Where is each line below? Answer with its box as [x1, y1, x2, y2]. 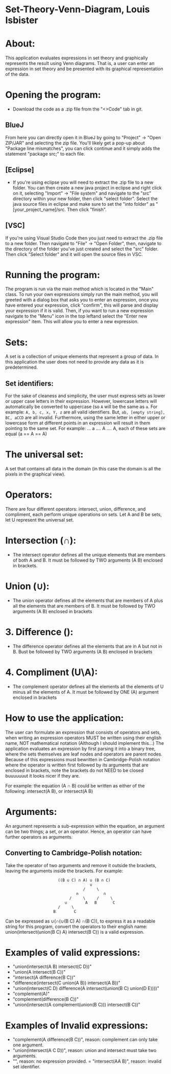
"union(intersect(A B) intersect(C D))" [12, 963, 92, 970]
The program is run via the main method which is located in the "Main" [5, 286, 154, 292]
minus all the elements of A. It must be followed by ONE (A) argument [12, 689, 159, 695]
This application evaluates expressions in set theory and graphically [5, 55, 148, 61]
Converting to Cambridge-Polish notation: [5, 849, 142, 857]
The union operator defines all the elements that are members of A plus [12, 597, 163, 604]
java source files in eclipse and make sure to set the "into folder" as [12, 201, 155, 207]
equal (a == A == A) [5, 431, 47, 437]
